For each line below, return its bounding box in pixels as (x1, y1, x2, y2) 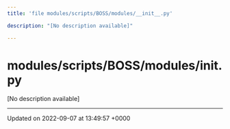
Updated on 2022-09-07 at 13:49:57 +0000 (7, 114, 131, 123)
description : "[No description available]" (7, 22, 133, 29)
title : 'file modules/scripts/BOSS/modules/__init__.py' (7, 10, 173, 17)
